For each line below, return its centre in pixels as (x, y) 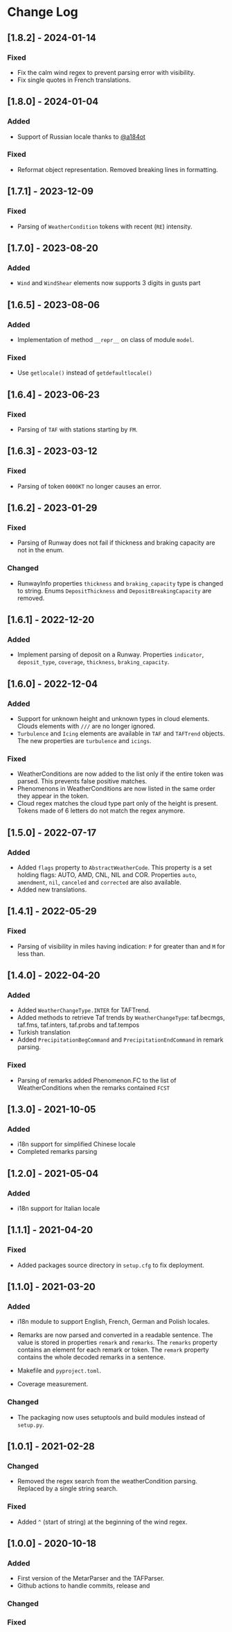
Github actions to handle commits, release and (83, 1586)
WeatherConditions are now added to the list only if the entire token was (120, 774)
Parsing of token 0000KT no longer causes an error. (89, 486)
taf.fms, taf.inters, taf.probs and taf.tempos (78, 1025)
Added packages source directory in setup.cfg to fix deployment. (110, 1265)
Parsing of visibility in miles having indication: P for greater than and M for (121, 946)
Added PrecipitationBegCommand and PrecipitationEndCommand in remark (120, 1040)
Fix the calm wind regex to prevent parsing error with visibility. (106, 72)
